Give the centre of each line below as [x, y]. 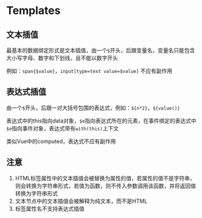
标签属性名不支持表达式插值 [50, 208]
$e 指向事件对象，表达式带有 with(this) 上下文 [62, 128]
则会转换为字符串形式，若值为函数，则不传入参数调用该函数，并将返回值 [105, 186]
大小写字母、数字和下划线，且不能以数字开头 [62, 58]
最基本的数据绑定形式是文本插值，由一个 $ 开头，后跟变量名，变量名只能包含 [101, 50]
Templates [33, 11]
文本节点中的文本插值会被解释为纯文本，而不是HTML [81, 201]
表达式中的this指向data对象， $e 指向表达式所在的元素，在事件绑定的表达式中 [101, 121]
